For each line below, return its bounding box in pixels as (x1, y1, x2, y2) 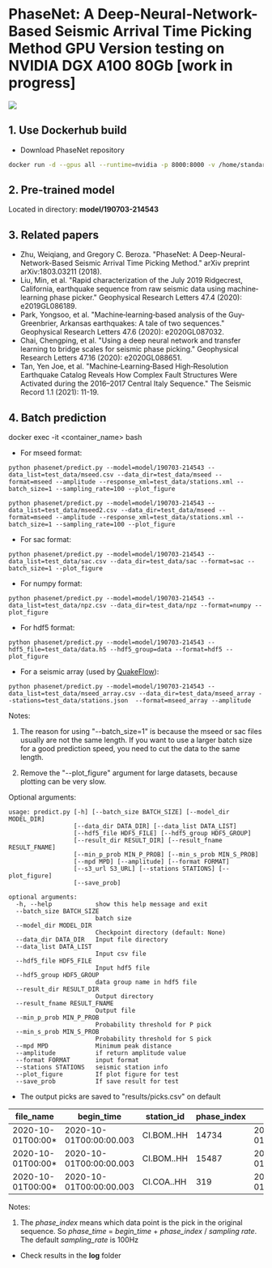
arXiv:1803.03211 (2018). (19, 267, 103, 276)
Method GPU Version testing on (8, 40, 225, 58)
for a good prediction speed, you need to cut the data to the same (19, 744, 240, 754)
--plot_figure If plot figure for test (15, 1070, 180, 1078)
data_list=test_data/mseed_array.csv (8, 690, 136, 698)
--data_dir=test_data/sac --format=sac (109, 557, 244, 566)
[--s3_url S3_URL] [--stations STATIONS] (73, 865, 216, 873)
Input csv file (95, 950, 147, 958)
